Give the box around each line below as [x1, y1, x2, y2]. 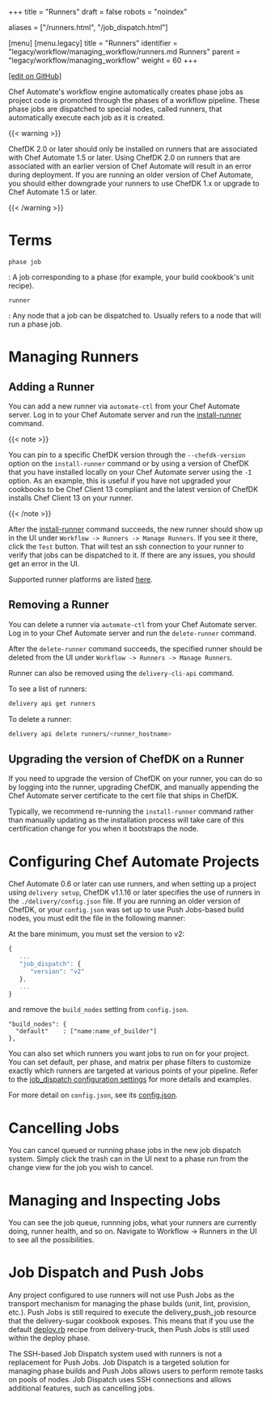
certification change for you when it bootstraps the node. [8, 824, 199, 834]
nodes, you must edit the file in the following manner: [8, 913, 186, 923]
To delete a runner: [8, 714, 72, 724]
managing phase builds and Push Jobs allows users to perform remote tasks [8, 1366, 264, 1376]
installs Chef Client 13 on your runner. [8, 493, 133, 502]
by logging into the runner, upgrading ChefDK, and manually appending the [8, 782, 259, 792]
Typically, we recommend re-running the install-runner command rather [8, 806, 254, 817]
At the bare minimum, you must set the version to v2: [8, 929, 184, 939]
